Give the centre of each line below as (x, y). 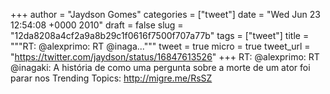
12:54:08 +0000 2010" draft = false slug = (97, 25)
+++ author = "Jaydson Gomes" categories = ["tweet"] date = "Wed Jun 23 (165, 14)
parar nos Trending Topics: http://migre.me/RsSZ (111, 78)
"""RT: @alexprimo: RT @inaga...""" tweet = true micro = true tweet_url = (160, 46)
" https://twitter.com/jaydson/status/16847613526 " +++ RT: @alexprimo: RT (165, 57)
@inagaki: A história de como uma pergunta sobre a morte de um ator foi (160, 67)
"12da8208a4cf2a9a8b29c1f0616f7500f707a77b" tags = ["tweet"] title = (160, 35)
